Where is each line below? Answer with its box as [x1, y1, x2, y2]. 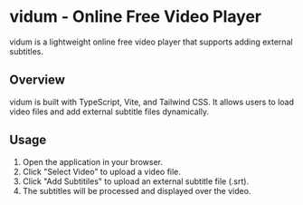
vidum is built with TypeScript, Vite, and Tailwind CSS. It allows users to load [9, 96, 295, 107]
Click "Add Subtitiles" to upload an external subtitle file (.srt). [22, 175, 250, 187]
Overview [9, 73, 66, 88]
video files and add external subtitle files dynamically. [9, 106, 210, 117]
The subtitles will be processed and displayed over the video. [22, 185, 251, 196]
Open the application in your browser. [22, 156, 164, 167]
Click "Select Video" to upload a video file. [22, 166, 181, 177]
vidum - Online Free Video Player [9, 6, 262, 27]
